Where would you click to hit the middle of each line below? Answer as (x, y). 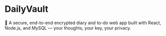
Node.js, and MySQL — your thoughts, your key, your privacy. (68, 28)
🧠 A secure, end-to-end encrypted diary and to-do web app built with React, (83, 23)
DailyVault (26, 9)
